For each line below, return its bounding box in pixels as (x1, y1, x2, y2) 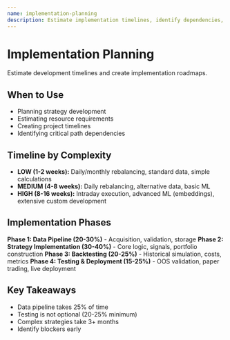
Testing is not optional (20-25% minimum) (17, 310, 137, 318)
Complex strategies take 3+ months (17, 317, 119, 326)
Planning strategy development (17, 108, 106, 116)
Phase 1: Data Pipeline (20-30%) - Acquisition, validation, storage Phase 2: (7, 235, 224, 243)
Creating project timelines (17, 122, 91, 130)
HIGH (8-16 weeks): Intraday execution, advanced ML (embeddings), (17, 190, 215, 198)
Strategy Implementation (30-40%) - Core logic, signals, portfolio (7, 242, 198, 250)
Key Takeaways (7, 284, 77, 297)
